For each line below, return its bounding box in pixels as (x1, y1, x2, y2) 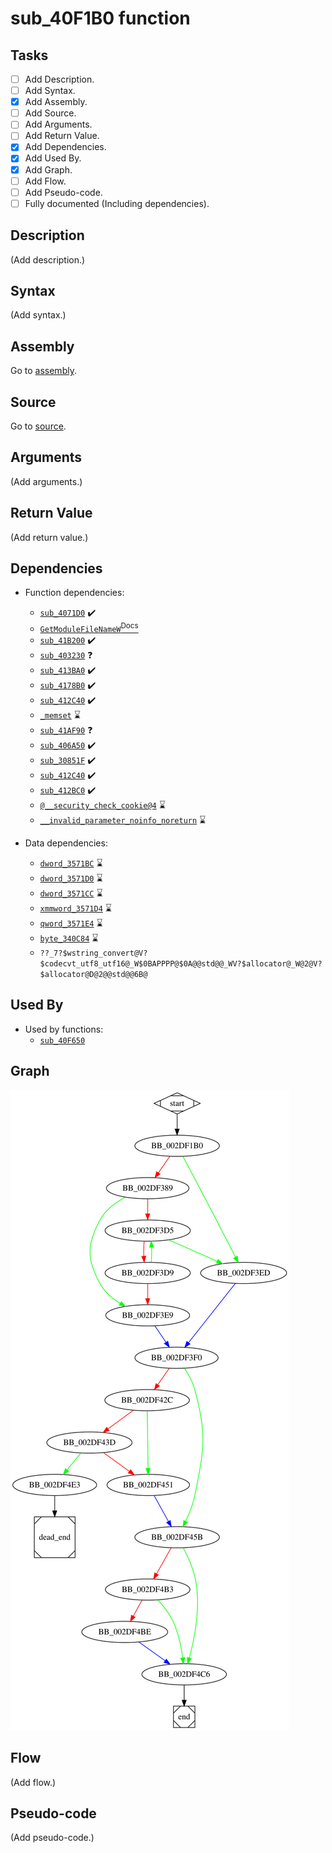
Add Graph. (24, 163, 73, 176)
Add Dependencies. (24, 141, 107, 153)
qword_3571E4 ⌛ (39, 917, 103, 929)
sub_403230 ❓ (39, 649, 93, 661)
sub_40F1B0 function (10, 7, 191, 30)
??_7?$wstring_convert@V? (39, 948, 148, 959)
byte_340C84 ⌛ (39, 932, 99, 944)
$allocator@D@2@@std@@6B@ (39, 970, 148, 980)
